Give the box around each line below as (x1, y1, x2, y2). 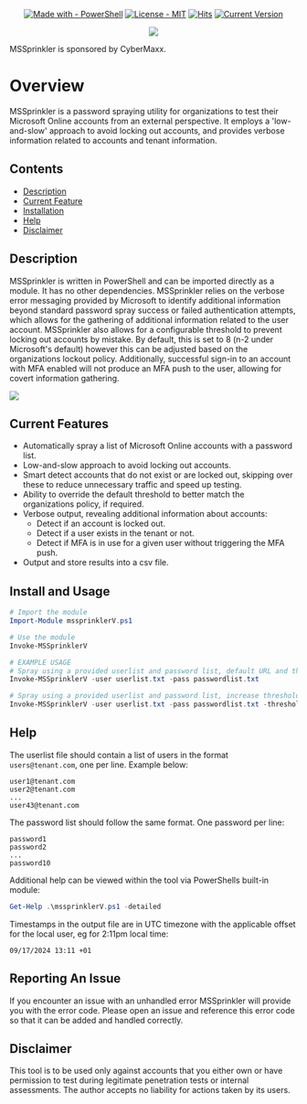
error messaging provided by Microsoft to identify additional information (9, 295, 281, 305)
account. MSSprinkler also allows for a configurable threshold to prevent (9, 324, 282, 335)
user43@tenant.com (9, 800, 79, 809)
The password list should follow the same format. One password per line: (9, 817, 285, 828)
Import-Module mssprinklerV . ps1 (9, 616, 132, 626)
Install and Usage (9, 584, 111, 599)
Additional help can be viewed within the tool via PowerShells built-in (9, 874, 270, 885)
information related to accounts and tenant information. (9, 134, 217, 145)
